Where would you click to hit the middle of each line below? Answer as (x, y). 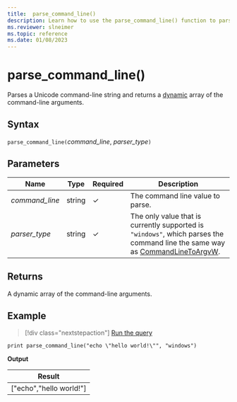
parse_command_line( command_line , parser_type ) (79, 142)
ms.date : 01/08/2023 (38, 40)
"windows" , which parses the (177, 234)
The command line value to (175, 195)
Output (18, 359)
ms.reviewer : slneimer (41, 27)
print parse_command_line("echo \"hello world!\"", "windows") (102, 346)
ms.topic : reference (38, 34)
